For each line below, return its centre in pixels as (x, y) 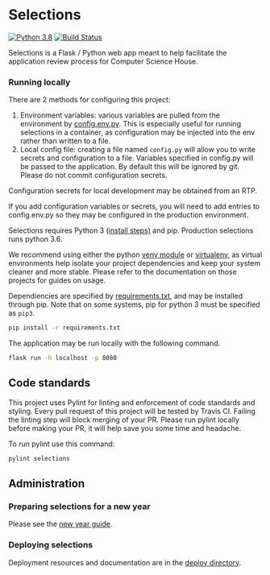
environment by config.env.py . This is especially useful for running (131, 124)
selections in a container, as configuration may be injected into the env (137, 132)
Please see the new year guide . (60, 524)
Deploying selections (51, 545)
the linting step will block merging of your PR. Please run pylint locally (124, 420)
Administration (47, 484)
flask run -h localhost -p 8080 (62, 358)
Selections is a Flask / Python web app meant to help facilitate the (118, 52)
